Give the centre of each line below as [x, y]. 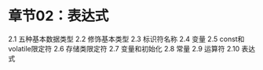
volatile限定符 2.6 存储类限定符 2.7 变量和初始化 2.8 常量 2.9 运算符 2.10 [124, 48]
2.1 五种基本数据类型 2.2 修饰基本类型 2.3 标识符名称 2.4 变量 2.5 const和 [126, 39]
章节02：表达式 [58, 16]
